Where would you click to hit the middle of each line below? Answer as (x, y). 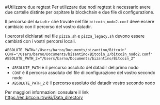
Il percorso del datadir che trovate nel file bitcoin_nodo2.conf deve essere (80, 22)
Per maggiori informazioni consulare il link (47, 92)
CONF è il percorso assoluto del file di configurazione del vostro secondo (84, 73)
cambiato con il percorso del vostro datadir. (48, 27)
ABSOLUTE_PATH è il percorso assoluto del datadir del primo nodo (75, 67)
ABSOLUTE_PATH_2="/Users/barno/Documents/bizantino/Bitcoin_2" (70, 59)
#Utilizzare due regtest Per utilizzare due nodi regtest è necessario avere (78, 7)
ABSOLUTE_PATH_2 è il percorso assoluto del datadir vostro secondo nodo (83, 83)
